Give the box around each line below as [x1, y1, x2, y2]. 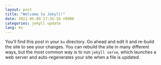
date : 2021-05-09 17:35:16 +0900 [5, 16, 74, 21]
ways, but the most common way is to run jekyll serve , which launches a [5, 49, 157, 55]
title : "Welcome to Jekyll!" [5, 12, 65, 17]
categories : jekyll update [5, 21, 61, 26]
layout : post [5, 7, 32, 12]
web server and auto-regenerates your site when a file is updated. [5, 54, 140, 60]
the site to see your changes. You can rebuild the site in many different [5, 44, 150, 50]
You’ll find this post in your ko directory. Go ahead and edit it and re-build [5, 39, 155, 44]
